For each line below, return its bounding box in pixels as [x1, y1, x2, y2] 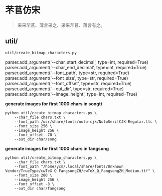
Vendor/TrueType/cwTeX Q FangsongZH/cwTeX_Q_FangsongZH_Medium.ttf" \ [5, 168, 155, 173]
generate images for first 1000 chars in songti [5, 101, 102, 107]
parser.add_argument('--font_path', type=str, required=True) [5, 70, 130, 76]
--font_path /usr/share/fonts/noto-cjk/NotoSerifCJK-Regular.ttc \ [14, 119, 157, 124]
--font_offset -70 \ [14, 132, 57, 137]
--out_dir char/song [14, 136, 57, 142]
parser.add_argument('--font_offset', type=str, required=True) [5, 80, 132, 86]
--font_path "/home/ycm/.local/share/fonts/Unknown [14, 164, 124, 169]
